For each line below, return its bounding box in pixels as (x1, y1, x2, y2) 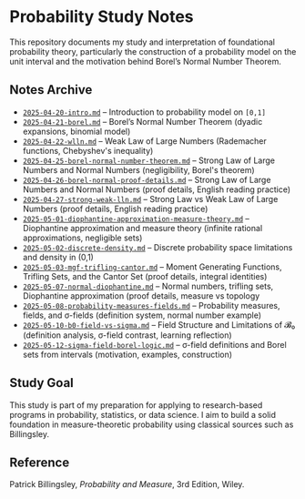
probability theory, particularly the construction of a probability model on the (9, 46, 297, 56)
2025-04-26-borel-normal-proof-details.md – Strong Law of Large (22, 174, 271, 185)
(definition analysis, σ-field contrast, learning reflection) (22, 330, 232, 341)
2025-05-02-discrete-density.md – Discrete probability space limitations (22, 241, 293, 252)
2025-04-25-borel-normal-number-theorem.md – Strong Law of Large (22, 155, 276, 166)
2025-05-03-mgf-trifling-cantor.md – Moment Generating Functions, (22, 261, 282, 272)
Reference (9, 454, 70, 470)
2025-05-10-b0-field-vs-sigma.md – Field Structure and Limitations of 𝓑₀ (22, 319, 296, 330)
